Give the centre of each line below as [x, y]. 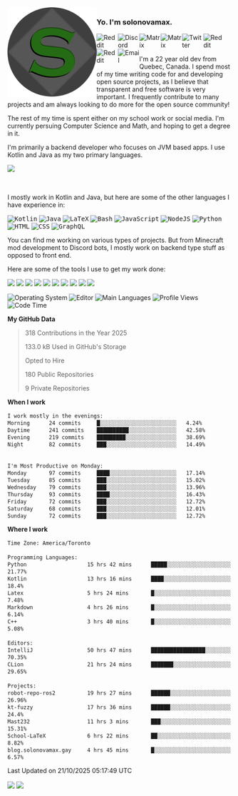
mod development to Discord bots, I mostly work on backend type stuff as [116, 248]
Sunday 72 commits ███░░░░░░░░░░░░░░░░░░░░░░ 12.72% [106, 516]
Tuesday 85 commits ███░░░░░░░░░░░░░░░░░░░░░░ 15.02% [106, 480]
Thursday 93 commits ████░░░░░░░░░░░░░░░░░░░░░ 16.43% [106, 495]
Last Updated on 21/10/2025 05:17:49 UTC [70, 771]
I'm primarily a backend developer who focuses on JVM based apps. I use [117, 147]
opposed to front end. [40, 256]
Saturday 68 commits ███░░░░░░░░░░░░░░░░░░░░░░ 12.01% [106, 509]
